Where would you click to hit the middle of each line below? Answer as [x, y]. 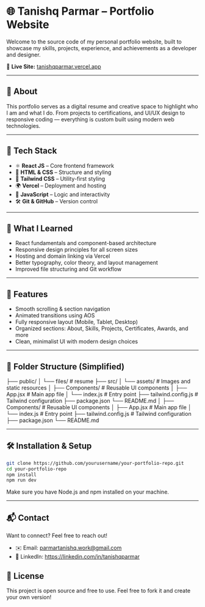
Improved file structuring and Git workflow [68, 269]
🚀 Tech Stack [32, 151]
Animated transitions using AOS [55, 315]
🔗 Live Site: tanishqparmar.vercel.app [54, 66]
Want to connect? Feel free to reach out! [57, 536]
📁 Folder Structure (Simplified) [66, 367]
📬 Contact [28, 518]
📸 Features [27, 294]
